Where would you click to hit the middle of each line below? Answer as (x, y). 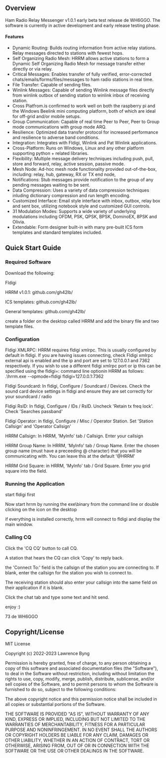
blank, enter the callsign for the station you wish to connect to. (69, 572)
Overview (21, 8)
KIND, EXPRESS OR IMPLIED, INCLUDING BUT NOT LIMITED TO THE (75, 719)
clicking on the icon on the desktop (41, 510)
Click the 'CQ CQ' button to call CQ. (42, 548)
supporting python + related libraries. (50, 153)
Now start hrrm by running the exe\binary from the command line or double (82, 504)
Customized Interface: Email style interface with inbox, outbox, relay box (86, 201)
